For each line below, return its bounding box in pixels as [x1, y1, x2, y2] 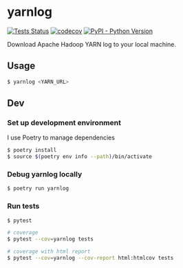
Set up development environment [7, 118, 122, 127]
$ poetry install [7, 147, 57, 154]
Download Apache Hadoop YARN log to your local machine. [7, 40, 177, 48]
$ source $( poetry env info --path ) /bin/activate [7, 153, 153, 160]
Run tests [7, 201, 40, 211]
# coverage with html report [7, 248, 91, 255]
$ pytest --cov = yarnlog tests [7, 236, 94, 243]
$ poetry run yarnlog [7, 185, 69, 192]
